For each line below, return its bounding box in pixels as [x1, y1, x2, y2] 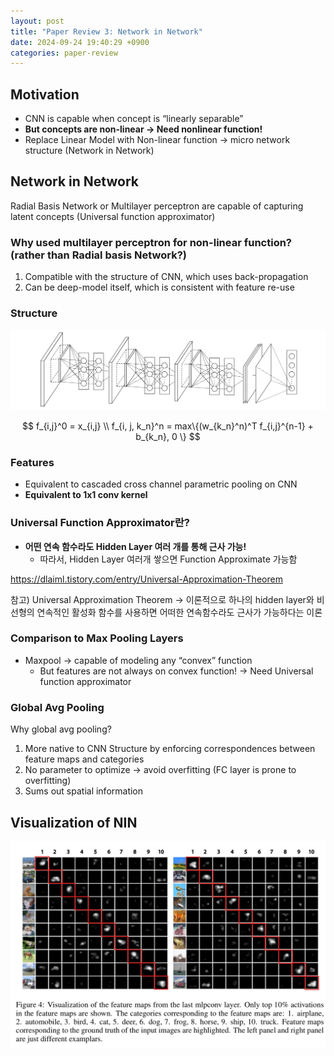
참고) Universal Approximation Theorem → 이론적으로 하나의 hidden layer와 [10, 593, 315, 605]
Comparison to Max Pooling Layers [10, 631, 184, 645]
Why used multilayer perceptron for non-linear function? [10, 235, 293, 249]
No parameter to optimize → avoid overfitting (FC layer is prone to [24, 764, 297, 776]
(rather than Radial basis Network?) [10, 248, 187, 262]
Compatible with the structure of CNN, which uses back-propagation [24, 271, 309, 283]
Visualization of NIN [10, 814, 138, 831]
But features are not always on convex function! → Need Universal [39, 665, 314, 677]
